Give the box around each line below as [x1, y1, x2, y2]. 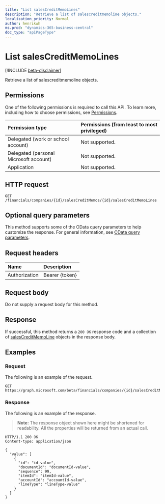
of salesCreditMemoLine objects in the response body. [5, 334, 116, 339]
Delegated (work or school [7, 136, 69, 142]
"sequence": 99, [18, 469, 52, 474]
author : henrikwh [5, 21, 41, 26]
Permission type [7, 124, 47, 131]
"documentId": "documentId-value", [18, 465, 91, 470]
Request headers [5, 249, 59, 257]
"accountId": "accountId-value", [18, 477, 87, 482]
